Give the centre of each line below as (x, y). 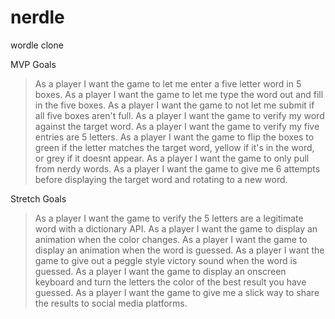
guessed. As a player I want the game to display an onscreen (160, 271)
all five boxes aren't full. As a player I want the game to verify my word (179, 115)
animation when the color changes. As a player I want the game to (171, 239)
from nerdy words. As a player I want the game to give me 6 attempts (177, 168)
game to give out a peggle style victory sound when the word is (166, 260)
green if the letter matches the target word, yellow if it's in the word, (174, 147)
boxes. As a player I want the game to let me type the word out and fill (179, 94)
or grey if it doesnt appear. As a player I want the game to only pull (172, 158)
